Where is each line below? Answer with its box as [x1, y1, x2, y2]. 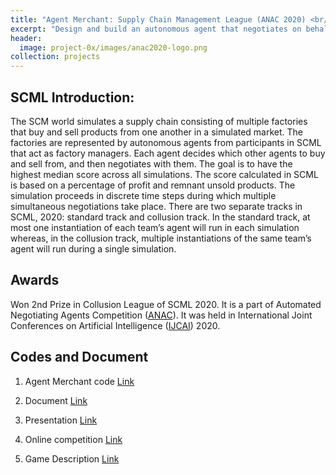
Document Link [24, 394, 88, 406]
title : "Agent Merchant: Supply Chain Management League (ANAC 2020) [10, 14, 307, 25]
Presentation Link [24, 414, 98, 426]
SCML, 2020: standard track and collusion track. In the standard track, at [10, 211, 311, 223]
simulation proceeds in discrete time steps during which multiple [10, 189, 277, 201]
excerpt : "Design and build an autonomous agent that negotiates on [10, 24, 302, 34]
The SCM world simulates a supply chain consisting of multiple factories [10, 115, 308, 127]
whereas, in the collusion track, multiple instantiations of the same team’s [10, 232, 312, 244]
